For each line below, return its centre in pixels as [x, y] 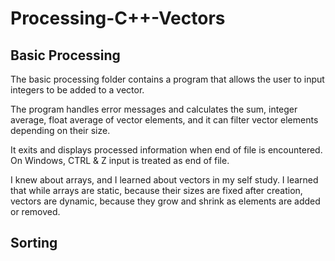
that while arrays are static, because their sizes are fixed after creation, [156, 190]
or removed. [35, 211]
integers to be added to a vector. [77, 90]
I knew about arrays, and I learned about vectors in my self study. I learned [164, 180]
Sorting [34, 243]
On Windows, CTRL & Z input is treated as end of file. [120, 160]
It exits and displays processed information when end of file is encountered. [166, 150]
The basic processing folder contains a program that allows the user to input [167, 79]
